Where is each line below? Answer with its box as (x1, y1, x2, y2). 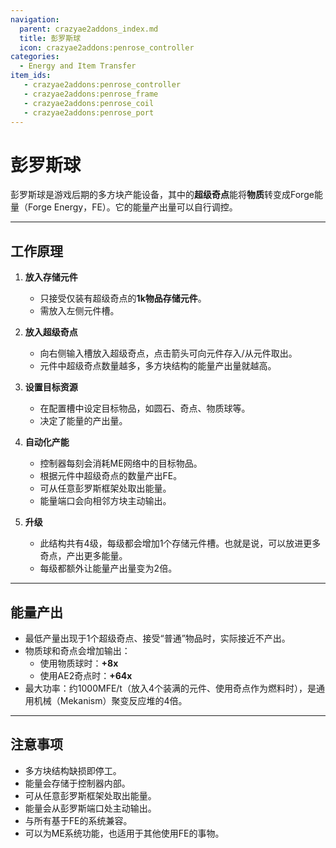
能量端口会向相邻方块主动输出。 (39, 495, 172, 507)
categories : (10, 52, 60, 62)
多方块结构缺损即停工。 (24, 764, 122, 776)
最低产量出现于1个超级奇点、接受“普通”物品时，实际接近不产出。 (24, 632, 291, 644)
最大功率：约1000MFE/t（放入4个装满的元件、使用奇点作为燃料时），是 (24, 682, 317, 694)
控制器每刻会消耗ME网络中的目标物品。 (39, 457, 203, 470)
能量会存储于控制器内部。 (24, 777, 131, 789)
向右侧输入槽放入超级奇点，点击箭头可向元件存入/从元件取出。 (39, 347, 298, 360)
